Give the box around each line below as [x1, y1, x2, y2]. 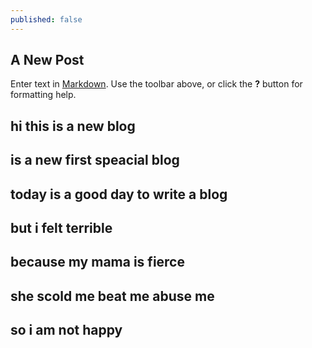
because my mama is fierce [10, 254, 185, 271]
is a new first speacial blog [10, 152, 180, 169]
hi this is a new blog [10, 117, 136, 135]
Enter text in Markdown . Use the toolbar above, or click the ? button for [10, 78, 303, 90]
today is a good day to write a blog [10, 186, 228, 203]
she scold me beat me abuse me [10, 287, 215, 305]
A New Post [10, 52, 85, 69]
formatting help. [10, 89, 77, 101]
